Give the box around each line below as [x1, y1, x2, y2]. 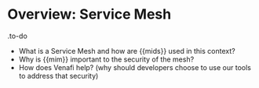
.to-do [7, 31, 28, 40]
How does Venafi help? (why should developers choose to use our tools [18, 62, 252, 72]
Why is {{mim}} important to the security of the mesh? [18, 55, 195, 64]
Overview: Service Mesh [7, 5, 172, 23]
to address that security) [18, 71, 99, 80]
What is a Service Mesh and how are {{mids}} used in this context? [18, 46, 236, 55]
